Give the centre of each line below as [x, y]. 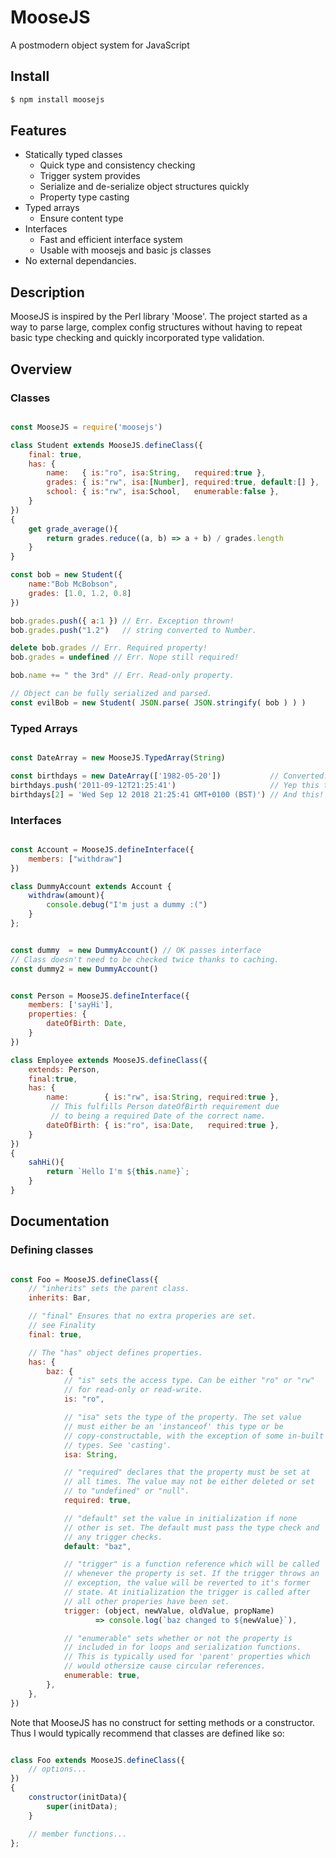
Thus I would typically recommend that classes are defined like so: [147, 1733]
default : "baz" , [97, 1546]
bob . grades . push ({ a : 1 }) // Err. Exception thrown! [122, 621]
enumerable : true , [102, 1676]
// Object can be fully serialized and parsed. [111, 694]
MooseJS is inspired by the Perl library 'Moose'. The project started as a [159, 317]
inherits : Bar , [60, 1298]
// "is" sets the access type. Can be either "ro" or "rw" [189, 1381]
